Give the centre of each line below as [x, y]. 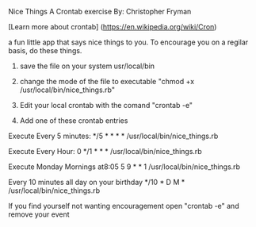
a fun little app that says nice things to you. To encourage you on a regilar [128, 42]
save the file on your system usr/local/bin [87, 66]
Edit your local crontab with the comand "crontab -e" [106, 105]
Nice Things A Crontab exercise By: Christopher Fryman [100, 12]
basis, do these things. [45, 50]
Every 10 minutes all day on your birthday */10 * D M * [97, 182]
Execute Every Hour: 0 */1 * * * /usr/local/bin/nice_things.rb [105, 151]
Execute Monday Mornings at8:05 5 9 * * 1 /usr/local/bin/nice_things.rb [124, 167]
